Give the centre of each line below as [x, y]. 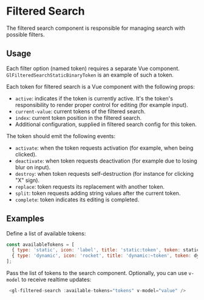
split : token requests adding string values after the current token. [98, 193]
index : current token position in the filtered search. [78, 117]
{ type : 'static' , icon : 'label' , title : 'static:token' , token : [96, 250]
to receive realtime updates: [56, 280]
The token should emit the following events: [61, 136]
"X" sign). [27, 180]
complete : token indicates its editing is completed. [77, 200]
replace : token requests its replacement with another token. [90, 186]
